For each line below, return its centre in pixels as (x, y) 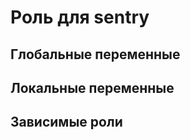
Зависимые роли (66, 122)
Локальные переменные (92, 87)
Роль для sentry (80, 17)
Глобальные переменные (95, 54)
